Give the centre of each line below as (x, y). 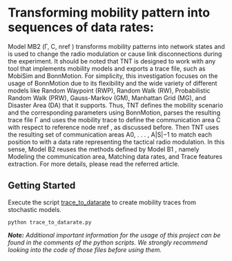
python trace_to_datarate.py (50, 222)
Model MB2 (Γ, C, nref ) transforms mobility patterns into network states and (116, 46)
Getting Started (42, 185)
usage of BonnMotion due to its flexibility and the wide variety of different (113, 83)
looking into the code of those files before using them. (85, 249)
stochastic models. (35, 209)
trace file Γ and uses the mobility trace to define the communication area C (114, 119)
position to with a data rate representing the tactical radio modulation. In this (116, 142)
